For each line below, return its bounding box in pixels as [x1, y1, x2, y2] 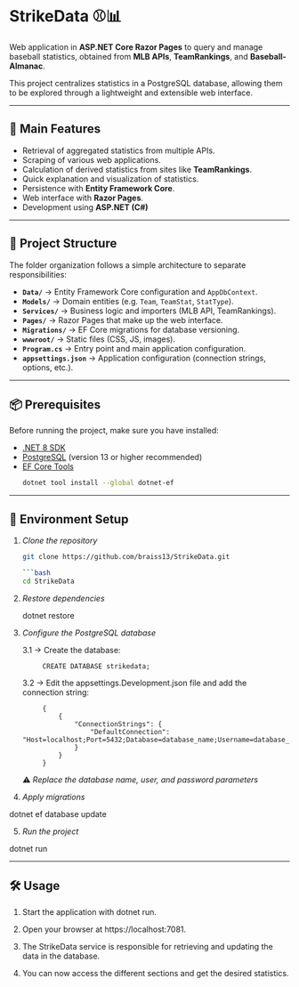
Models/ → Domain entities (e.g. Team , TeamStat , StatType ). [21, 295, 234, 306]
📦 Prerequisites [9, 397, 101, 412]
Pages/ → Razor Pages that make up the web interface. [21, 314, 224, 325]
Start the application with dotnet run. [21, 906, 158, 917]
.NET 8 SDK [21, 442, 66, 453]
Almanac [9, 61, 44, 71]
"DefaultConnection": [90, 727, 171, 736]
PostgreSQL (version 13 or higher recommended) [21, 452, 203, 463]
